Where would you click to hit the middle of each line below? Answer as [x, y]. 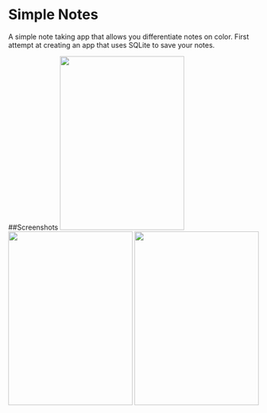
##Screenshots [33, 227]
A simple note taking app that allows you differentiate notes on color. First [129, 37]
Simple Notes [53, 15]
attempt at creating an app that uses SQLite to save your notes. [112, 44]
